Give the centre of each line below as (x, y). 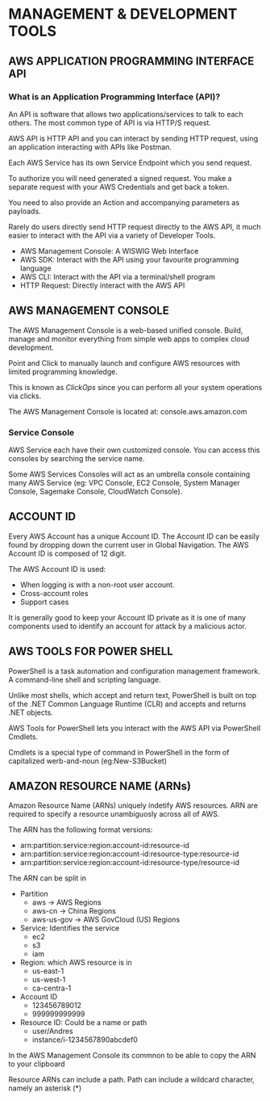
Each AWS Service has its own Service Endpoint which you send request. (130, 162)
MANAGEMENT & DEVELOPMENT (123, 14)
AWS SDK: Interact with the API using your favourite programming (129, 259)
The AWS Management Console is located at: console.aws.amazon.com (128, 411)
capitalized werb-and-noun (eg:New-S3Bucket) (87, 761)
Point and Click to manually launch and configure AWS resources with (124, 363)
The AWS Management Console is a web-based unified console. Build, (126, 330)
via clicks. (25, 396)
